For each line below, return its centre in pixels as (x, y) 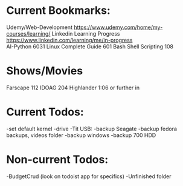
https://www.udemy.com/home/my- (118, 27)
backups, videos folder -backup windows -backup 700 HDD (81, 135)
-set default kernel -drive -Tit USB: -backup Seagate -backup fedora (91, 129)
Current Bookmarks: (58, 11)
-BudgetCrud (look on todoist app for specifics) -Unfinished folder (89, 176)
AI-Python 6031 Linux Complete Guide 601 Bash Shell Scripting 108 (90, 46)
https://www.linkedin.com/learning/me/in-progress (69, 40)
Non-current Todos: (57, 159)
